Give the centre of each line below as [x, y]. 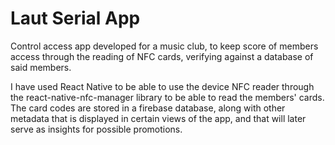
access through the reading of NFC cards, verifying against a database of [162, 56]
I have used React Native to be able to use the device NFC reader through [162, 86]
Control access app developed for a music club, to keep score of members [164, 46]
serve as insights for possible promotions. [96, 129]
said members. [41, 67]
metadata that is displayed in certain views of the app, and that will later [158, 118]
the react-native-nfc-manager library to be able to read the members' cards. [167, 97]
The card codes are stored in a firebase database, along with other [148, 108]
